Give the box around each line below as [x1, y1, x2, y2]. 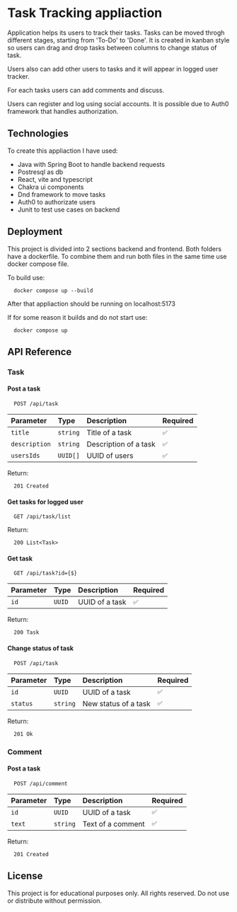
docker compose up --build [13, 287, 93, 294]
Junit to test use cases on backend [17, 205, 120, 214]
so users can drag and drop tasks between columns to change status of [7, 43, 217, 52]
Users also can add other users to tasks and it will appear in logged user [7, 64, 219, 73]
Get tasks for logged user [7, 497, 83, 506]
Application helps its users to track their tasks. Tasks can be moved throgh [7, 28, 225, 37]
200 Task [13, 629, 40, 636]
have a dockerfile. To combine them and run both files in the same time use [7, 252, 227, 260]
